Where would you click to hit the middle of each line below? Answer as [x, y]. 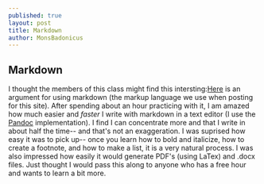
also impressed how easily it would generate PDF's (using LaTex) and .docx [132, 156]
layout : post [30, 23]
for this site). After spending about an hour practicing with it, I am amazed [129, 106]
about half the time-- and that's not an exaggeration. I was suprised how [127, 131]
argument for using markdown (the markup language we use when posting [131, 98]
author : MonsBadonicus [46, 38]
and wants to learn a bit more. [57, 173]
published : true [35, 15]
